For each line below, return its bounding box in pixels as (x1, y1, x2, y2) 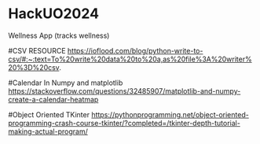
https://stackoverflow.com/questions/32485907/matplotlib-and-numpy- (8, 86, 241, 95)
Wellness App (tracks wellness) (8, 31, 110, 40)
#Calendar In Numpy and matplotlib (8, 78, 123, 87)
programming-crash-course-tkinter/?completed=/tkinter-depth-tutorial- (8, 118, 241, 127)
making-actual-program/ (8, 127, 88, 136)
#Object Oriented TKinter (8, 109, 90, 119)
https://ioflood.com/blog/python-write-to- (67, 46, 203, 55)
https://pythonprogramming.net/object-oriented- (91, 109, 249, 119)
